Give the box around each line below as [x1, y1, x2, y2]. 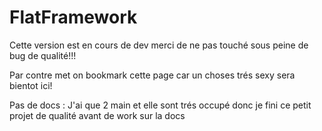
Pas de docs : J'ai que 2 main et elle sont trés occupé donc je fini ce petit [9, 99, 312, 111]
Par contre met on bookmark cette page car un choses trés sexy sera [9, 69, 296, 81]
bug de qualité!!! [9, 49, 77, 61]
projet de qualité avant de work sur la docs [9, 109, 186, 121]
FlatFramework [9, 6, 138, 29]
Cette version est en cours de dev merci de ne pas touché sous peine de [9, 39, 309, 51]
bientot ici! [9, 79, 53, 91]
